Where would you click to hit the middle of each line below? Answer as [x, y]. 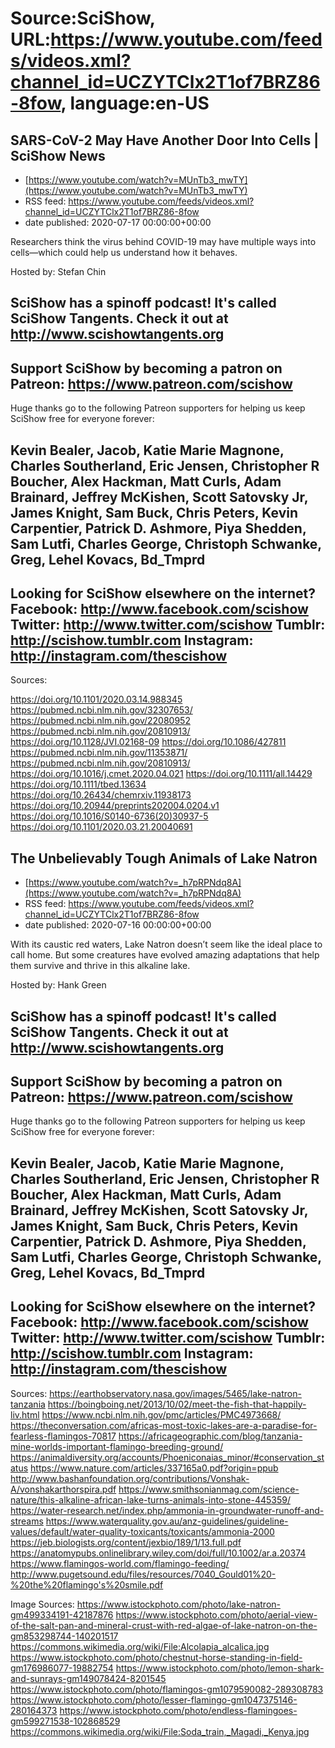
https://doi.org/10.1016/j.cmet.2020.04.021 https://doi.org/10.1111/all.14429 [161, 774]
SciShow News [58, 155]
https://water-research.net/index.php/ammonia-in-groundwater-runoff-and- [167, 1510]
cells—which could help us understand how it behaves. [124, 252]
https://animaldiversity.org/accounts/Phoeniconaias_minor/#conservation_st [167, 1457]
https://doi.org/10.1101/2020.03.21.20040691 [101, 827]
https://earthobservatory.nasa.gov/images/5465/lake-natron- [175, 1393]
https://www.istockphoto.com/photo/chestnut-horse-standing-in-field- [156, 1657]
